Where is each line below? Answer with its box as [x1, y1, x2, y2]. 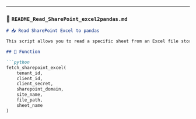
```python [6, 59, 30, 65]
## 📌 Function [6, 49, 41, 55]
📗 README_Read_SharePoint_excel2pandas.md [6, 15, 128, 23]
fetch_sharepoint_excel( [6, 64, 66, 70]
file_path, [16, 97, 43, 103]
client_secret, [16, 81, 54, 87]
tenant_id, [16, 70, 43, 76]
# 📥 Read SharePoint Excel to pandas [6, 28, 100, 34]
